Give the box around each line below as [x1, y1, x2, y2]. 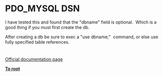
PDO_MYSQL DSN [5, 3, 80, 14]
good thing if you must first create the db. [5, 24, 90, 30]
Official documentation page [5, 56, 63, 62]
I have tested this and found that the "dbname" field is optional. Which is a [5, 19, 157, 25]
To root [5, 66, 20, 72]
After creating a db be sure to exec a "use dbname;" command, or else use [5, 34, 159, 40]
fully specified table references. [5, 39, 70, 45]
